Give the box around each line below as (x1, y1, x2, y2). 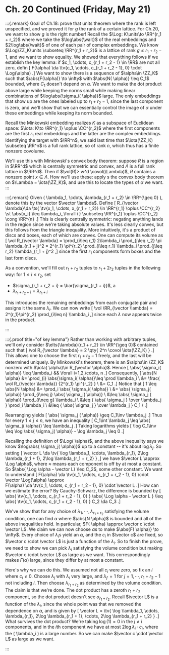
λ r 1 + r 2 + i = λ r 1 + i (12, 288, 48, 296)
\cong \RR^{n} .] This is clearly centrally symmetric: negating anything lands (5, 216, 163, 222)
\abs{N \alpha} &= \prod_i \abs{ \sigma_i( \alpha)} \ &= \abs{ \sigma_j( (5, 386, 151, 392)
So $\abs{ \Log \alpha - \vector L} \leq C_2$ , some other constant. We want (5, 466, 163, 472)
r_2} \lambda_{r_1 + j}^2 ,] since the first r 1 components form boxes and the (5, 248, 161, 255)
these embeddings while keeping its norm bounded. (5, 110, 114, 116)
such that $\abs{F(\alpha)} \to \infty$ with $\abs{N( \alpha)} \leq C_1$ (5, 75, 150, 82)
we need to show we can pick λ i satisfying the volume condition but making (5, 545, 163, 552)
